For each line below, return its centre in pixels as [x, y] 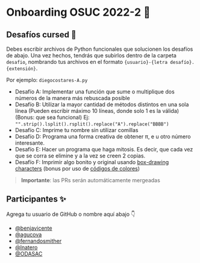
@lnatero [26, 247]
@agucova [28, 234]
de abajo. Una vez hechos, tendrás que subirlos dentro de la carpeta [91, 55]
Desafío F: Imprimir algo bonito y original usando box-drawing [92, 162]
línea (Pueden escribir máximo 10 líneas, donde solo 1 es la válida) [97, 111]
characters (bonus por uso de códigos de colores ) [77, 169]
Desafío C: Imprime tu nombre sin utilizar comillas [77, 130]
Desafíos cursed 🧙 [41, 35]
